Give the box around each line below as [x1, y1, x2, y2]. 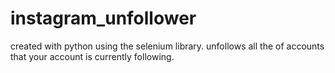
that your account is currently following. [10, 50, 175, 62]
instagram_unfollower [10, 7, 197, 30]
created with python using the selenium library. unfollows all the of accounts [10, 40, 325, 52]
